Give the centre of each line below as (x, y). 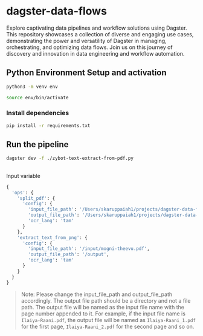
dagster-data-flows (57, 11)
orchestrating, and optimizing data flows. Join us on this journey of (90, 47)
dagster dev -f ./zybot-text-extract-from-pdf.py (70, 159)
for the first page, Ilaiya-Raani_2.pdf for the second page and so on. (108, 326)
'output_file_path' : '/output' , (69, 255)
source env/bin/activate (37, 97)
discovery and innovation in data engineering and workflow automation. (95, 53)
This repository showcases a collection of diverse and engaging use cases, (100, 34)
